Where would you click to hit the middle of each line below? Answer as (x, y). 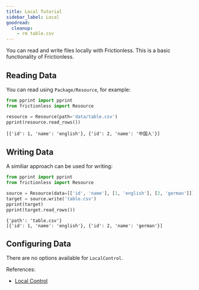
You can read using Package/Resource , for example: (68, 89)
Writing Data (30, 152)
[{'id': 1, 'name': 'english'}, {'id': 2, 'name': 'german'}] (84, 225)
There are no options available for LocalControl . (65, 258)
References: (21, 269)
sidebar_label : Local (33, 17)
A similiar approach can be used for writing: (60, 166)
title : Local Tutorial (34, 12)
